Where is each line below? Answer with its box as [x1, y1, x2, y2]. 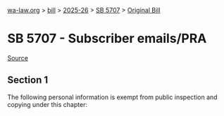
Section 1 [7, 74, 48, 86]
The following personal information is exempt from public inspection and [7, 93, 218, 101]
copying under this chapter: [7, 100, 88, 108]
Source [7, 53, 28, 62]
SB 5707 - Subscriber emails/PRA [7, 31, 207, 46]
